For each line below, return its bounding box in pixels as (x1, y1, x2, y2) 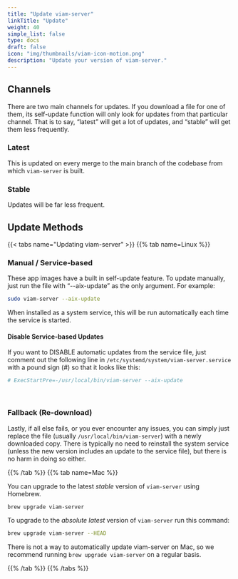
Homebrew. (7, 489, 41, 498)
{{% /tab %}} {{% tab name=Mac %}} (7, 468, 118, 476)
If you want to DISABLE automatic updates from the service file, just (7, 348, 207, 357)
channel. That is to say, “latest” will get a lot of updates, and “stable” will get (7, 117, 231, 125)
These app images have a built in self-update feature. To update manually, (7, 274, 226, 282)
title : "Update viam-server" (7, 10, 94, 18)
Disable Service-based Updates (7, 332, 104, 341)
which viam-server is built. (7, 166, 86, 175)
